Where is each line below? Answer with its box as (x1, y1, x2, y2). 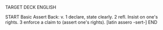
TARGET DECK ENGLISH (5, 4, 57, 10)
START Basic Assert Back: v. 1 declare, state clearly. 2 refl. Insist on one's (5, 14, 158, 19)
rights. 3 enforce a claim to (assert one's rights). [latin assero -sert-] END (5, 19, 157, 25)
